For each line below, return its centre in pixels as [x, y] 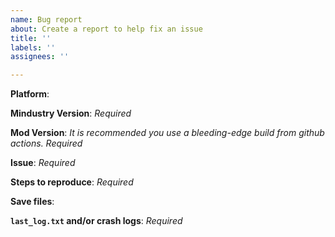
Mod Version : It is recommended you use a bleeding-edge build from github [167, 133]
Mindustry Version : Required [71, 113]
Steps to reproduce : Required [72, 182]
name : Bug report [46, 19]
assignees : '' [40, 57]
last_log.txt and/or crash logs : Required [96, 221]
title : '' [31, 38]
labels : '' [33, 47]
